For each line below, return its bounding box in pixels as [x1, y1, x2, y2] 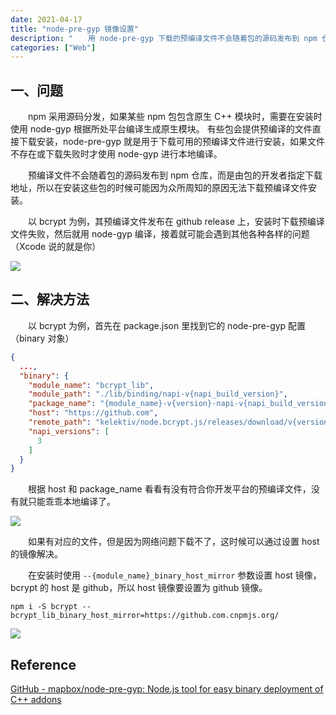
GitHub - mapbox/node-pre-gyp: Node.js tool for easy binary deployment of [10, 683, 324, 695]
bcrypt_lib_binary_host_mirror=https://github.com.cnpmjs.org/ [10, 611, 280, 621]
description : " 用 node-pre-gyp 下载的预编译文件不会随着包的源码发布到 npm [10, 33, 318, 43]
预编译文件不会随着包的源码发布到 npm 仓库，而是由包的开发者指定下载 [27, 169, 323, 181]
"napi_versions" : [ [28, 426, 110, 436]
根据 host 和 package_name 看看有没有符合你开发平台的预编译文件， [27, 483, 312, 495]
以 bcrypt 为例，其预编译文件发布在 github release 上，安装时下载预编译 [27, 216, 325, 228]
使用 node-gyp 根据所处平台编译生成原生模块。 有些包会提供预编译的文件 [10, 123, 313, 135]
